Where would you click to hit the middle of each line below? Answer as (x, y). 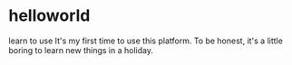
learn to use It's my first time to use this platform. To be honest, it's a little (146, 41)
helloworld (49, 16)
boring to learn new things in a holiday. (81, 50)
